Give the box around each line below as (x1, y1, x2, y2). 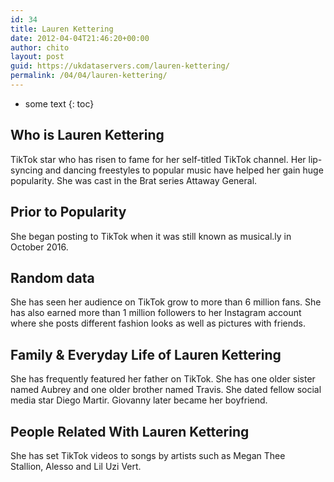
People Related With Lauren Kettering (10, 423, 250, 440)
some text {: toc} (24, 97, 95, 110)
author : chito (10, 42, 70, 53)
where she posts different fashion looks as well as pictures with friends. (10, 317, 306, 330)
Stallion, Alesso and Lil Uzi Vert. (10, 460, 142, 472)
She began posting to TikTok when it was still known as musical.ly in (10, 230, 292, 242)
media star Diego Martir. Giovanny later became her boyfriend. (10, 394, 268, 406)
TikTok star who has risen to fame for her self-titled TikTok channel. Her (10, 153, 307, 165)
